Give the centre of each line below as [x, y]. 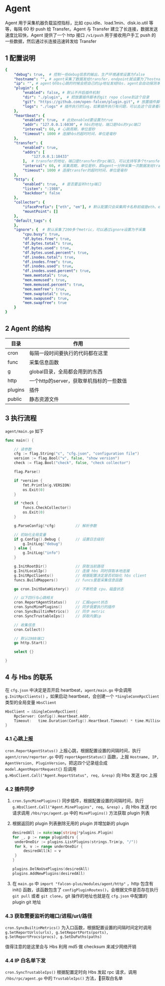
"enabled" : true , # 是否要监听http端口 [62, 184]
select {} [24, 652]
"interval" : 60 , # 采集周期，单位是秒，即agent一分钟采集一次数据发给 [88, 166]
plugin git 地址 [27, 902]
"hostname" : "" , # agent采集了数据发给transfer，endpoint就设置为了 [81, 79]
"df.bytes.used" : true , [47, 248]
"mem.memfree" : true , [45, 289]
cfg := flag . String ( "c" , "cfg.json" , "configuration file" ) [77, 454]
